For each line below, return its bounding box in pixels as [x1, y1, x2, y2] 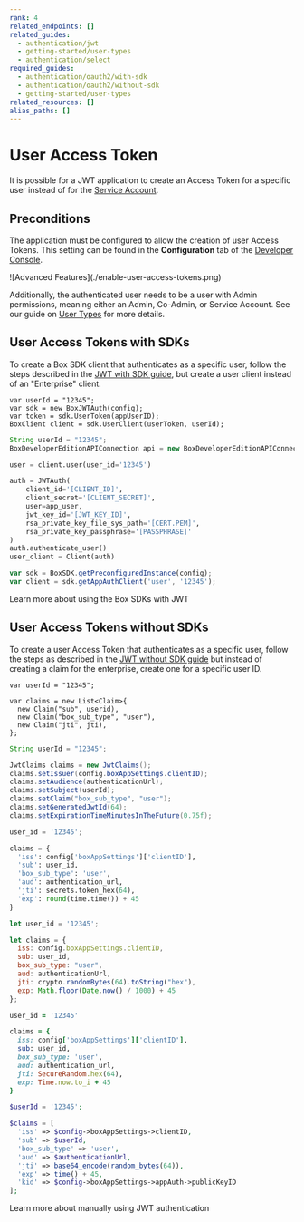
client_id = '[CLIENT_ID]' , [25, 485, 124, 494]
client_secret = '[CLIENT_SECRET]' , [25, 493, 156, 503]
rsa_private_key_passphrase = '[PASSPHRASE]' [25, 527, 193, 536]
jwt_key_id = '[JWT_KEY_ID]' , [25, 509, 131, 519]
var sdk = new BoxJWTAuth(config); [9, 403, 144, 412]
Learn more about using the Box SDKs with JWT [9, 593, 190, 604]
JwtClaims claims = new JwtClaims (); [9, 761, 152, 770]
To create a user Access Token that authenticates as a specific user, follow [9, 644, 289, 655]
